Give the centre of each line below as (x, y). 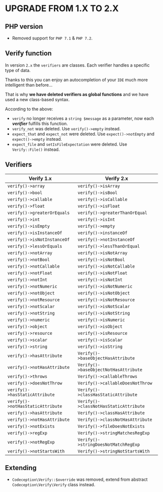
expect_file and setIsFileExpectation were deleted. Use (70, 144)
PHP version (24, 27)
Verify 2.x (117, 178)
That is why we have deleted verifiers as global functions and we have (77, 94)
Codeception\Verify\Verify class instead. (54, 485)
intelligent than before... (29, 85)
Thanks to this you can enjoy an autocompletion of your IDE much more (76, 80)
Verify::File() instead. (36, 149)
